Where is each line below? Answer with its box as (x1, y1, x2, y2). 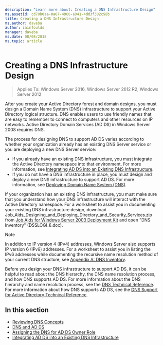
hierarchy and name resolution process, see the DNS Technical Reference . (5, 281, 155, 287)
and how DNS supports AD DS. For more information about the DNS (5, 276, 141, 282)
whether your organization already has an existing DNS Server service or (5, 141, 152, 147)
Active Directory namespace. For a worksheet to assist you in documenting (5, 201, 156, 207)
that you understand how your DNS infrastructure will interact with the (5, 196, 146, 202)
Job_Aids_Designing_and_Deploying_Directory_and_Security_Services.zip (5, 212, 152, 218)
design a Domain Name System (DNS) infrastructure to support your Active (5, 106, 156, 112)
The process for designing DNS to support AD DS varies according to (5, 136, 145, 142)
